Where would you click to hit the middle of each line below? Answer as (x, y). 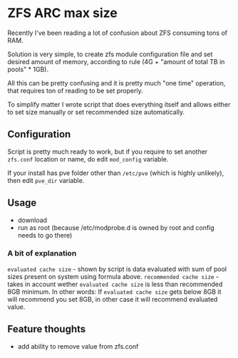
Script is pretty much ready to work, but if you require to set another (108, 152)
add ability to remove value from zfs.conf (78, 346)
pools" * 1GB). (28, 69)
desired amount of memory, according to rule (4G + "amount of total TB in (116, 61)
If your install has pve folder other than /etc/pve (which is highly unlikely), (116, 173)
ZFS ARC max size (62, 13)
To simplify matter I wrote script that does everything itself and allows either (119, 104)
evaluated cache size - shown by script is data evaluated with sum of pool (117, 269)
